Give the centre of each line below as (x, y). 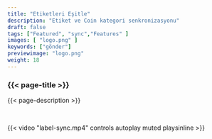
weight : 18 (23, 60)
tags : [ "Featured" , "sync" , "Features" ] (68, 34)
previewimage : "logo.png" (46, 54)
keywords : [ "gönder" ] (39, 47)
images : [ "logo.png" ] (43, 40)
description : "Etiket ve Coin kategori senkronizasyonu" (94, 21)
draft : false (27, 27)
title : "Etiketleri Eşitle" (49, 14)
